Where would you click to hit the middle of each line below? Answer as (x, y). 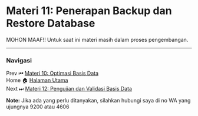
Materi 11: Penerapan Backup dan (89, 11)
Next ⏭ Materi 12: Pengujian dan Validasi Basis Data (69, 89)
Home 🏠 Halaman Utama (37, 80)
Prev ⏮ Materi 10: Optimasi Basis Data (52, 73)
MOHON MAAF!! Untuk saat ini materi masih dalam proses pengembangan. (97, 39)
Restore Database (51, 23)
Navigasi (19, 60)
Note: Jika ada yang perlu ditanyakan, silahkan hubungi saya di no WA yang (98, 101)
